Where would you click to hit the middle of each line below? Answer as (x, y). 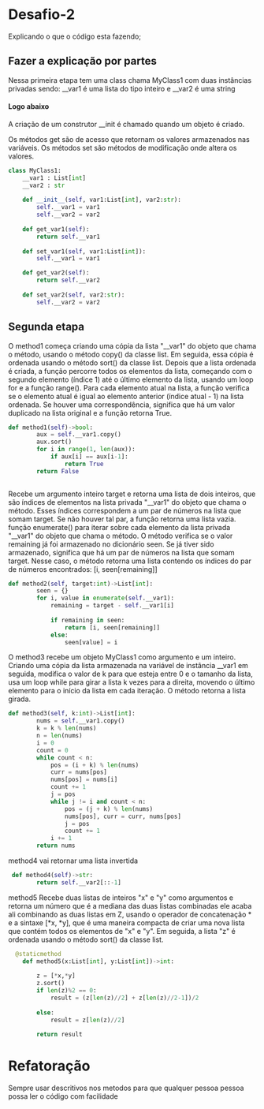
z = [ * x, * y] (56, 976)
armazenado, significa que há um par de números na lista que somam (121, 552)
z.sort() (51, 984)
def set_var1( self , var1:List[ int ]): (84, 251)
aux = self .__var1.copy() (79, 435)
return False (58, 471)
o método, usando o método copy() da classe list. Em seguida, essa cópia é (131, 354)
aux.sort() (54, 442)
